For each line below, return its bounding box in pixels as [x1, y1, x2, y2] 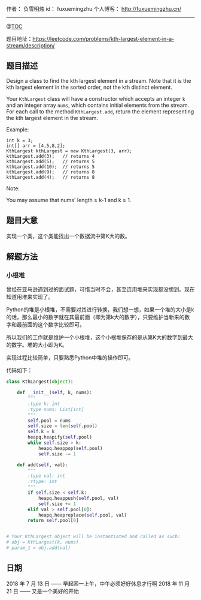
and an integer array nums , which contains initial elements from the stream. [6, 101, 190, 109]
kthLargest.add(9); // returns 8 [6, 169, 95, 175]
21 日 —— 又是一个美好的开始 [6, 587, 80, 595]
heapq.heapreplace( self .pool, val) [38, 512, 127, 518]
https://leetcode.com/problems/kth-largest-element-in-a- [32, 35, 175, 42]
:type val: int [28, 473, 66, 479]
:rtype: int [28, 479, 58, 485]
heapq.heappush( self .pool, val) [38, 495, 119, 501]
